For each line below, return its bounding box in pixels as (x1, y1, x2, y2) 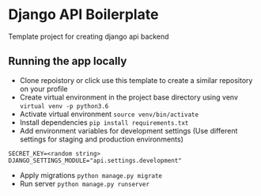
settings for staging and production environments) (19, 134, 184, 144)
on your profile (19, 84, 69, 93)
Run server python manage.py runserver (19, 179, 150, 188)
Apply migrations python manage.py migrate (19, 170, 163, 179)
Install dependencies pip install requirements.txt (19, 117, 189, 127)
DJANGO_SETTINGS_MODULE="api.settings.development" (8, 156, 182, 164)
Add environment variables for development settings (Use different (19, 126, 238, 135)
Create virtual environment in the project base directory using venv (19, 92, 239, 102)
